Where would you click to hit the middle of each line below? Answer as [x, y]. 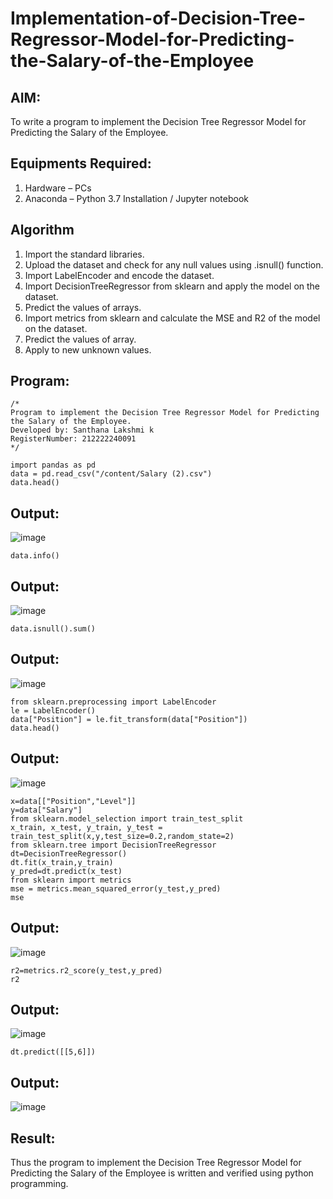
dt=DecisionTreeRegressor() [69, 853]
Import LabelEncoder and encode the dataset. [119, 275]
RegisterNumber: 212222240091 [73, 439]
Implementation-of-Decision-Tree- [158, 18]
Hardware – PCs [58, 188]
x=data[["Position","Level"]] [73, 801]
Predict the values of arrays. [83, 307]
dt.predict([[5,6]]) [53, 1052]
